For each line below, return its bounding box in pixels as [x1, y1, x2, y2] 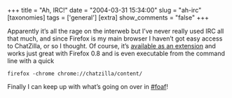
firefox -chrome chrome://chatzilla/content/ [7, 70, 142, 77]
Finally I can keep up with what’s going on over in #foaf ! [7, 83, 168, 90]
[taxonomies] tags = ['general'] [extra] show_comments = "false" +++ [7, 13, 209, 22]
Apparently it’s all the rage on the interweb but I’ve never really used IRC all [7, 27, 224, 35]
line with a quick [7, 57, 55, 65]
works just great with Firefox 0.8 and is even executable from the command [7, 49, 226, 57]
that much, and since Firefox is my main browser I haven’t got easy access [7, 34, 223, 43]
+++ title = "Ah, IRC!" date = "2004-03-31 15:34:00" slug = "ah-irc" [7, 6, 202, 14]
